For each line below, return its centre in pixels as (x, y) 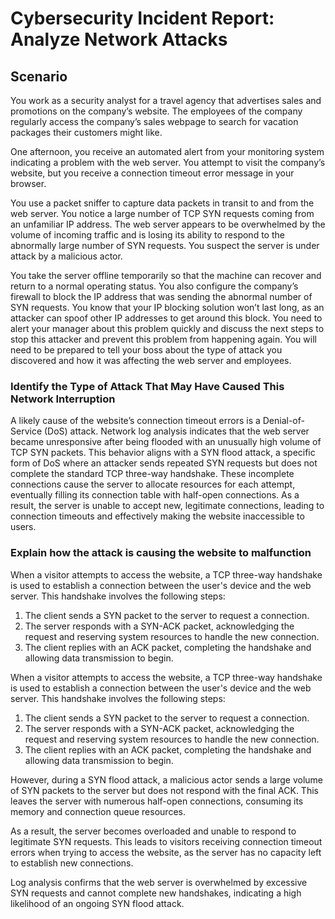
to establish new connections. (72, 863)
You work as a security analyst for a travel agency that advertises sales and (166, 100)
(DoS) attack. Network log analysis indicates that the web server (176, 431)
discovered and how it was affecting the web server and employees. (151, 360)
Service (26, 431)
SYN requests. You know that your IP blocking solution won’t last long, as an (167, 307)
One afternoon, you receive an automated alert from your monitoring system (167, 151)
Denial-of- (283, 421)
